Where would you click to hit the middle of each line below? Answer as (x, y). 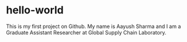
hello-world (35, 10)
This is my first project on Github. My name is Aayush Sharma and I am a (93, 26)
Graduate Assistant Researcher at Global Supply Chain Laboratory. (86, 32)
